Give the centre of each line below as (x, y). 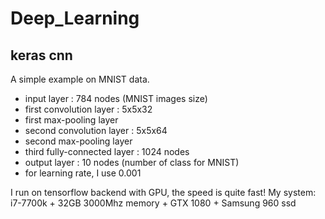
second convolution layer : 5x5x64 (96, 130)
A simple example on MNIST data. (80, 79)
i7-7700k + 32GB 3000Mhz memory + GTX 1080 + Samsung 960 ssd (153, 203)
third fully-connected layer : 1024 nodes (107, 151)
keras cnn (41, 55)
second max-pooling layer (78, 141)
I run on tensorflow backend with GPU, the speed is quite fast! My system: (163, 192)
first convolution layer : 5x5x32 (88, 109)
